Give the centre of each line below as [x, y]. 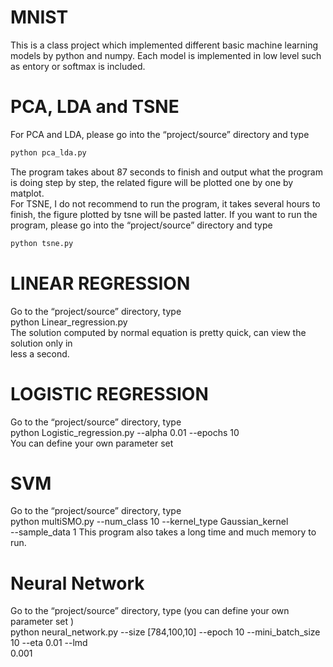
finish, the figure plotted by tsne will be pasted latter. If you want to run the [164, 214]
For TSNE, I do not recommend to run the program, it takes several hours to [165, 203]
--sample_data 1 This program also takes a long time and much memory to [163, 532]
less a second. [40, 353]
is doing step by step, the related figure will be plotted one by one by [152, 182]
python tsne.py [42, 243]
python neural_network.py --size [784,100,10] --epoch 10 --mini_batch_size [165, 632]
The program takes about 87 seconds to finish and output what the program [166, 172]
